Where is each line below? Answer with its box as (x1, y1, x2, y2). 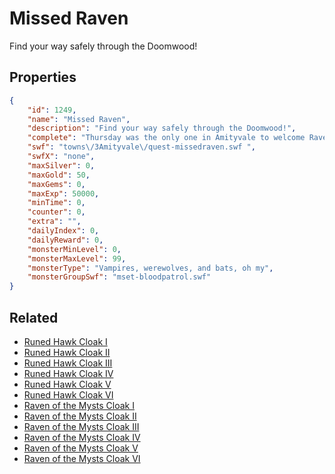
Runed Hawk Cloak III (23, 357, 113, 369)
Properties (9, 69, 77, 86)
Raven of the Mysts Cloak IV (23, 431, 141, 443)
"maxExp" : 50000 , (27, 188, 100, 199)
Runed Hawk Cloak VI (23, 388, 114, 401)
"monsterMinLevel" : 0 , (27, 244, 122, 254)
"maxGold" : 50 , (27, 170, 91, 180)
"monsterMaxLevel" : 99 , (27, 253, 127, 264)
